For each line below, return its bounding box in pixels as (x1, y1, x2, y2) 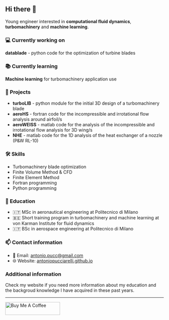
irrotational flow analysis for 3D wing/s (12, 127, 93, 133)
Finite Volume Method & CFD (12, 169, 73, 175)
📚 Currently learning (5, 63, 58, 70)
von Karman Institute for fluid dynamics (12, 220, 95, 226)
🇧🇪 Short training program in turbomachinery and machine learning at (12, 215, 159, 221)
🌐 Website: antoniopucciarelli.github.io (12, 258, 93, 264)
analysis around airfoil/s (12, 116, 62, 122)
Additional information (5, 270, 62, 277)
